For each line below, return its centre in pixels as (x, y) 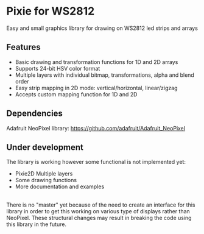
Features (23, 47)
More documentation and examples (60, 186)
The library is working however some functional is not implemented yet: (96, 162)
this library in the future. (37, 224)
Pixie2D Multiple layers (44, 174)
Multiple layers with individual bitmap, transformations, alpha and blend (105, 75)
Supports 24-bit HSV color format (58, 68)
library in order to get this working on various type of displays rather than (98, 211)
